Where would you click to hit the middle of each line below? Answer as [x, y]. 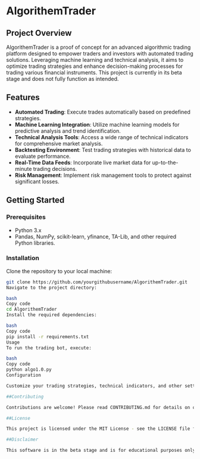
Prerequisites [26, 217]
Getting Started [35, 200]
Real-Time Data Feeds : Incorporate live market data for [83, 163]
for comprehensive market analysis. [59, 143]
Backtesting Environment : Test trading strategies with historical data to [103, 149]
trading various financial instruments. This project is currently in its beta [94, 72]
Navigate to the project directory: [51, 288]
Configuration [24, 375]
